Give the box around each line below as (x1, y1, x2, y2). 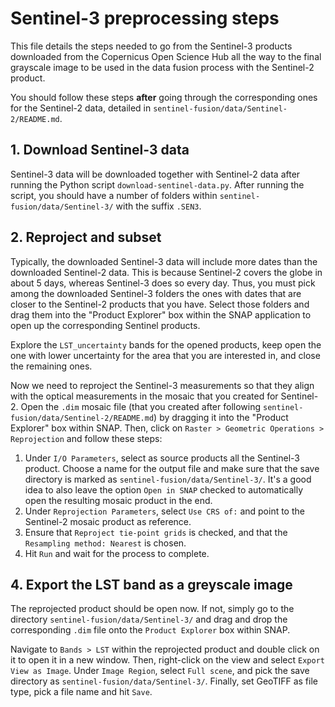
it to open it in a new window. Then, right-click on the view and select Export (10, 654, 325, 666)
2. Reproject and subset (10, 229, 162, 246)
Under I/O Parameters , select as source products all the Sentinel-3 (24, 452, 300, 464)
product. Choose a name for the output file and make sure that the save (24, 462, 320, 474)
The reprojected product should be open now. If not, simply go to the (10, 603, 295, 615)
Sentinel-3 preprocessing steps (10, 7, 280, 30)
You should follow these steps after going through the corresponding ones (10, 91, 318, 103)
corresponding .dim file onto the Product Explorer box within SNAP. (10, 624, 291, 636)
